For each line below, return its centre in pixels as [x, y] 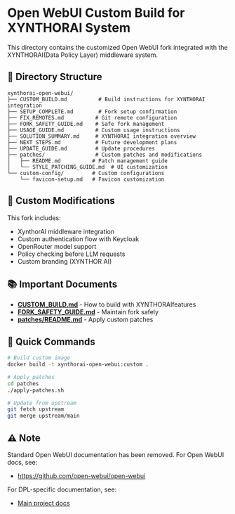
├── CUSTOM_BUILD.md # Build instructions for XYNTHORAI [106, 99]
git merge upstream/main [43, 416]
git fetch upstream [36, 409]
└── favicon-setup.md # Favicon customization [92, 179]
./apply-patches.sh [36, 390]
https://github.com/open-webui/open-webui [81, 476]
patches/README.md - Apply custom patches [85, 320]
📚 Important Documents [62, 284]
